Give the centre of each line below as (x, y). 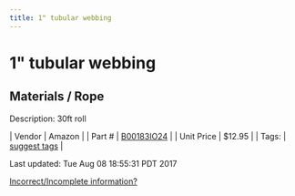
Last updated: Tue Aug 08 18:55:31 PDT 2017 (93, 163)
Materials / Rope (57, 97)
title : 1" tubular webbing (61, 18)
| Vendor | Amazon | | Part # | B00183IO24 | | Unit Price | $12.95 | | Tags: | (148, 136)
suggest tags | (36, 146)
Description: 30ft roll (48, 119)
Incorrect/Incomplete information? (74, 181)
